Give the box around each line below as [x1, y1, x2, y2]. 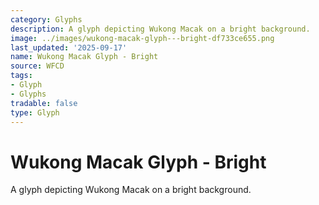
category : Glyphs [10, 14, 83, 25]
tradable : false [10, 98, 78, 108]
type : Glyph [10, 107, 60, 118]
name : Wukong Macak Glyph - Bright [10, 52, 159, 62]
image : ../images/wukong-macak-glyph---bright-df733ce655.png [10, 33, 275, 43]
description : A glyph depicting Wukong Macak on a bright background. [10, 24, 311, 34]
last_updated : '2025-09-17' [10, 42, 128, 53]
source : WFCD [10, 61, 65, 71]
